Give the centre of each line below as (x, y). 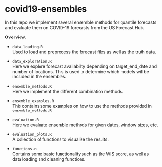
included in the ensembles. (39, 76)
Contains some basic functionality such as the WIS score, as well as (81, 154)
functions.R (24, 149)
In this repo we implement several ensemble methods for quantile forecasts (81, 22)
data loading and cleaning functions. (49, 159)
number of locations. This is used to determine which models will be (81, 71)
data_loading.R (28, 47)
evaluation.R (25, 120)
